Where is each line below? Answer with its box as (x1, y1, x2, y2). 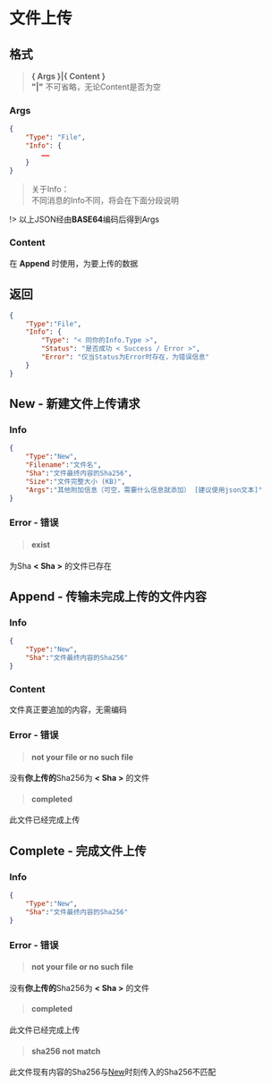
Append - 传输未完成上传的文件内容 (9, 589, 207, 604)
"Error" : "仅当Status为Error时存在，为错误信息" (41, 352, 210, 362)
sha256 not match (30, 1046, 101, 1056)
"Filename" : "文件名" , (25, 461, 102, 470)
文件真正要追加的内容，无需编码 (9, 704, 127, 716)
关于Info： (30, 183, 70, 194)
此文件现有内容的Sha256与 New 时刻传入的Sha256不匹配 (9, 1066, 216, 1078)
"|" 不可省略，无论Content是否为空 (30, 81, 161, 92)
